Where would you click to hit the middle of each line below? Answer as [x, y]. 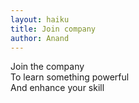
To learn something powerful [70, 77]
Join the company [47, 67]
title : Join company [53, 29]
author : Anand [40, 38]
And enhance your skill [57, 88]
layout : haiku [40, 19]
